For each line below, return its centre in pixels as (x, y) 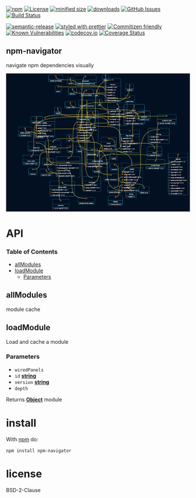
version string (32, 382)
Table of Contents (32, 251)
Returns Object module (34, 399)
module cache (23, 309)
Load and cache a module (37, 341)
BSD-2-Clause (23, 490)
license (24, 474)
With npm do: (22, 439)
